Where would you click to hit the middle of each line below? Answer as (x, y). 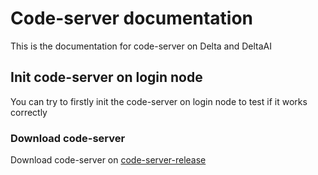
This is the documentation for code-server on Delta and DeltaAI (141, 46)
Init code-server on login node (106, 77)
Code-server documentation (131, 18)
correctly (29, 112)
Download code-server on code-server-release (108, 160)
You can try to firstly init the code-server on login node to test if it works (159, 101)
